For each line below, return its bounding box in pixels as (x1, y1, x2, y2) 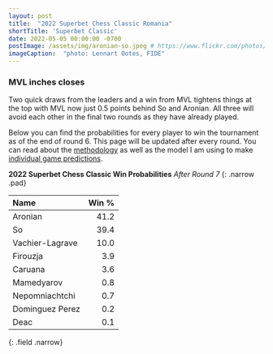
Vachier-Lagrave (12, 237, 79, 248)
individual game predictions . (8, 153, 103, 163)
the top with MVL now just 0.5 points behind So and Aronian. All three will (8, 103, 254, 114)
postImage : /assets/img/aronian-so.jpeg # (8, 42, 154, 50)
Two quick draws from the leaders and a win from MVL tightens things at (8, 95, 253, 105)
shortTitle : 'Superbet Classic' (8, 27, 118, 35)
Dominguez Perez (12, 304, 81, 315)
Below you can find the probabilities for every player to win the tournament (8, 127, 259, 138)
